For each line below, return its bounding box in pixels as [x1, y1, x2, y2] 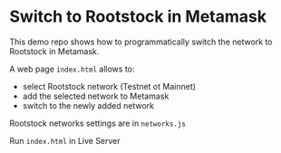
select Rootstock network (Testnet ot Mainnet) [22, 81, 197, 91]
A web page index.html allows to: [9, 63, 135, 74]
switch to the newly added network [22, 100, 154, 110]
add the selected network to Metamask [22, 91, 170, 101]
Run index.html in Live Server [9, 135, 121, 146]
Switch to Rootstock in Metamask [9, 6, 267, 27]
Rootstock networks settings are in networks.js [9, 118, 186, 129]
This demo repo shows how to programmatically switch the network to [9, 36, 274, 47]
